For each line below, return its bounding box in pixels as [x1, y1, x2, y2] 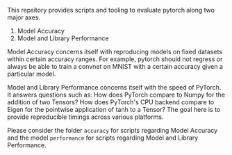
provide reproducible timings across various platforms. [7, 113, 164, 121]
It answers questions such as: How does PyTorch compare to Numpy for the [7, 90, 226, 99]
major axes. [7, 13, 40, 22]
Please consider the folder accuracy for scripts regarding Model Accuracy [7, 127, 218, 134]
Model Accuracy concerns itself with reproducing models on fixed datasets [7, 48, 223, 56]
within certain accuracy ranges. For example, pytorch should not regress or [7, 55, 223, 63]
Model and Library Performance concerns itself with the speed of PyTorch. [7, 83, 222, 91]
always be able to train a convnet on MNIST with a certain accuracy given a [7, 63, 224, 70]
